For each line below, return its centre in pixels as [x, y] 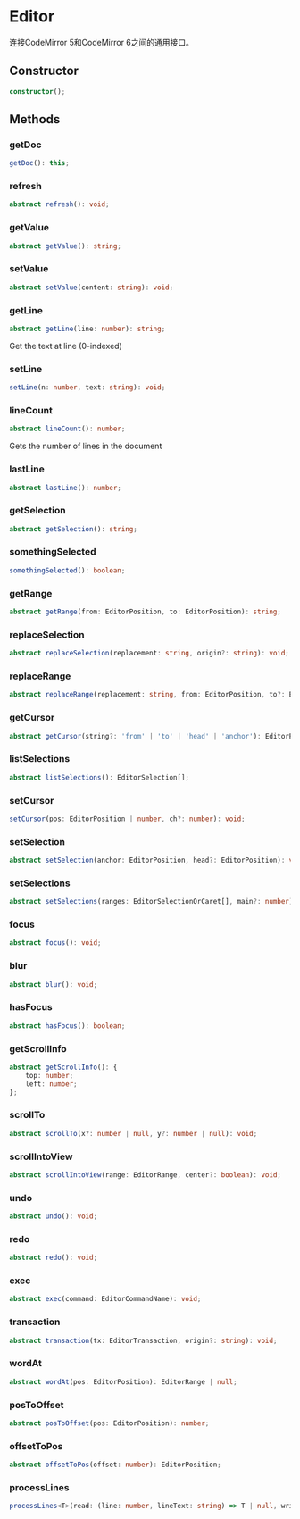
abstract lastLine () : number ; [66, 488]
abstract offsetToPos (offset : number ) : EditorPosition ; [115, 1465]
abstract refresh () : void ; [59, 204]
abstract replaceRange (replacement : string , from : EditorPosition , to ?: [147, 695]
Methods [35, 119]
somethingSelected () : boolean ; [67, 570]
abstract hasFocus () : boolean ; [67, 1026]
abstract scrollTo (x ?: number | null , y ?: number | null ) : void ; [133, 1133]
